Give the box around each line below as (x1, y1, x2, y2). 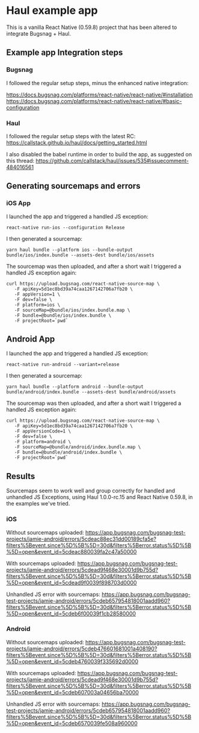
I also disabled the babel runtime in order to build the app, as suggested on (6, 150, 192, 157)
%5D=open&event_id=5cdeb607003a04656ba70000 (6, 688, 139, 696)
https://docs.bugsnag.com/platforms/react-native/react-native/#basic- (6, 97, 182, 104)
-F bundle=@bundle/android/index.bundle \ (14, 449, 122, 455)
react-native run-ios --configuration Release (6, 224, 125, 230)
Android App (6, 334, 55, 344)
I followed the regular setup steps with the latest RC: (6, 132, 136, 139)
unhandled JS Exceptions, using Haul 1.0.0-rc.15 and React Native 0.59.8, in (6, 493, 194, 501)
